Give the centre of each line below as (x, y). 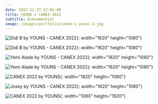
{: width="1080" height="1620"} (93, 96)
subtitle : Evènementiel (30, 19)
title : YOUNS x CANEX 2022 (33, 14)
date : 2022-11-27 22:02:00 (33, 10)
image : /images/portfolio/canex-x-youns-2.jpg (54, 24)
